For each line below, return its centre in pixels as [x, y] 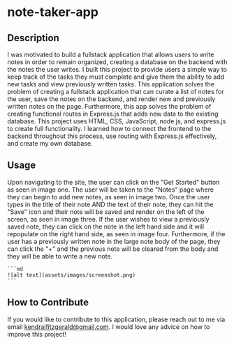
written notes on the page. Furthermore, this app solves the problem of [109, 106]
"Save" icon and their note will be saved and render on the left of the [106, 212]
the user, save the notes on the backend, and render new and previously [111, 99]
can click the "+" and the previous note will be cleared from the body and [113, 249]
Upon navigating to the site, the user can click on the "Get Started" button [114, 182]
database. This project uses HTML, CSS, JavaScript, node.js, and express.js [117, 121]
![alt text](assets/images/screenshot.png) [72, 275]
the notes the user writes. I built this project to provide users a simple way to [117, 69]
